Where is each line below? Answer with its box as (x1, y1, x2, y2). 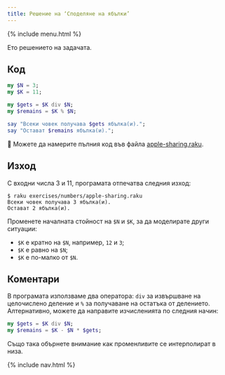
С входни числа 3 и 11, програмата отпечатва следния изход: (7, 178, 191, 187)
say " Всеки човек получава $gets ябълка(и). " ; (7, 120, 146, 127)
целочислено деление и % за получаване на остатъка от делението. (7, 299, 210, 308)
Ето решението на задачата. (7, 43, 93, 51)
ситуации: (7, 224, 37, 232)
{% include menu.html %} (7, 29, 82, 38)
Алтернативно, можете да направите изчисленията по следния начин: (7, 307, 219, 315)
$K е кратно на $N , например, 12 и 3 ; (17, 238, 125, 246)
